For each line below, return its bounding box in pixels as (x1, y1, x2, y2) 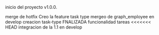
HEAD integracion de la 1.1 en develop (5, 24, 82, 30)
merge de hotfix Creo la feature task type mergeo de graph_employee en (5, 14, 155, 19)
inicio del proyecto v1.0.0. (5, 4, 58, 10)
